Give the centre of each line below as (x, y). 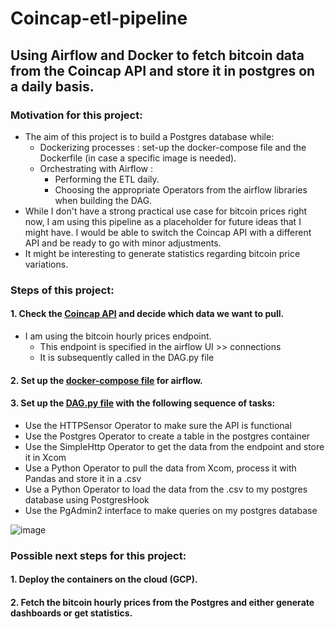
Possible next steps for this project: (98, 555)
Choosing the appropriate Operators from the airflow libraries (181, 189)
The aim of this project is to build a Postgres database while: (149, 136)
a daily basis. (52, 86)
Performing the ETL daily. (107, 179)
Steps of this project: (62, 290)
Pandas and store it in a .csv (83, 478)
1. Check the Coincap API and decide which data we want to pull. (147, 314)
